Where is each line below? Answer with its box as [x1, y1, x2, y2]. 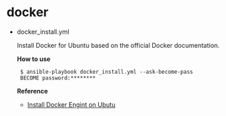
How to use [16, 54, 51, 63]
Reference [16, 86, 48, 95]
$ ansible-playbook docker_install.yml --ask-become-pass [20, 68, 194, 75]
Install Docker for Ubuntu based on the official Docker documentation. [16, 41, 220, 49]
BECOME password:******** [20, 75, 96, 82]
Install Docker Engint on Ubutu [27, 100, 116, 109]
